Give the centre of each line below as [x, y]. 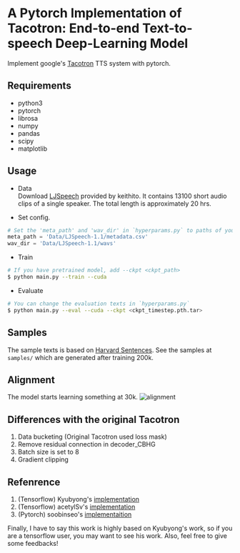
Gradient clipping [43, 459]
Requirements [39, 86]
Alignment [31, 380]
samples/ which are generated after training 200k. [80, 357]
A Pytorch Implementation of [95, 13]
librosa [27, 118]
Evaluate [31, 290]
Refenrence [34, 482]
